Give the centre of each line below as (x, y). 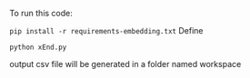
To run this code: (41, 13)
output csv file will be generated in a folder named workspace (125, 64)
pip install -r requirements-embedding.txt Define (106, 30)
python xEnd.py (38, 47)
